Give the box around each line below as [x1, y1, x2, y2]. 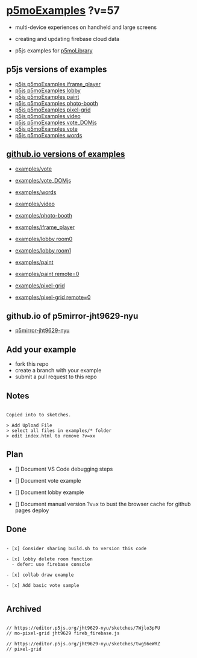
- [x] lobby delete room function [6, 556, 93, 562]
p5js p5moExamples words [14, 131, 83, 139]
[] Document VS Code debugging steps [14, 465, 113, 472]
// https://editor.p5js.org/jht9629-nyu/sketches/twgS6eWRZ [6, 641, 161, 647]
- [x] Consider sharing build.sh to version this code [6, 545, 147, 551]
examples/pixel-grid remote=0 [14, 293, 91, 301]
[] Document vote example [14, 477, 81, 484]
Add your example [6, 344, 77, 354]
